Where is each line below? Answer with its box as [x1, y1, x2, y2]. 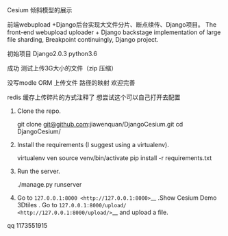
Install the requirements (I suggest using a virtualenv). [16, 141, 169, 148]
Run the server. [16, 167, 60, 175]
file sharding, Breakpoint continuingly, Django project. [7, 36, 159, 43]
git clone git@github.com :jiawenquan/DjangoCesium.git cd [16, 120, 183, 128]
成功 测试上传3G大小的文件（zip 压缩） [7, 64, 118, 72]
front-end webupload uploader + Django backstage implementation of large [7, 28, 221, 36]
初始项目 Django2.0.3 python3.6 [7, 50, 98, 57]
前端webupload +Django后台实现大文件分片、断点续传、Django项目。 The [7, 21, 217, 29]
